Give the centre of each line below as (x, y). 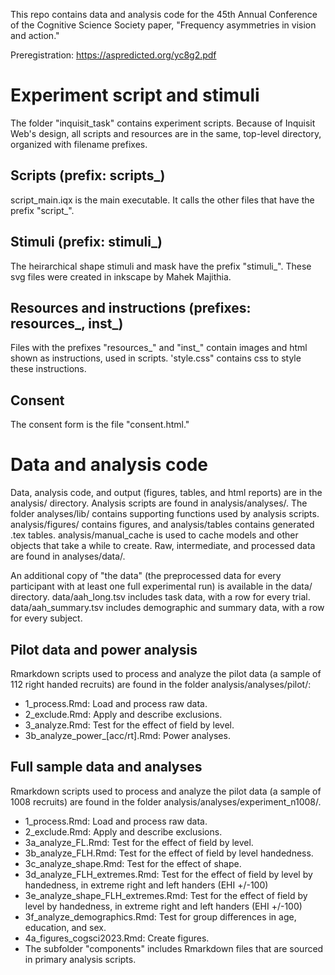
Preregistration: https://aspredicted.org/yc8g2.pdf (113, 55)
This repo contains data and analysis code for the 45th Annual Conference (164, 14)
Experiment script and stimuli (135, 95)
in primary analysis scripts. (80, 959)
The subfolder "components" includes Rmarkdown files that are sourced (174, 948)
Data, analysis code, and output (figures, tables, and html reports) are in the (166, 493)
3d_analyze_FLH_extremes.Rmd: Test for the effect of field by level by (168, 874)
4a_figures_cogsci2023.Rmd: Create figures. (117, 938)
